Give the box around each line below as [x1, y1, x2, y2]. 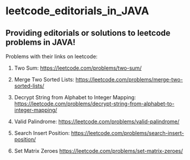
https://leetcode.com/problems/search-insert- [71, 130, 185, 136]
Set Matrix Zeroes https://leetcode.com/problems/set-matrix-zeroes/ [14, 148, 183, 154]
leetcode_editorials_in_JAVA [5, 4, 150, 18]
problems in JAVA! [5, 37, 75, 47]
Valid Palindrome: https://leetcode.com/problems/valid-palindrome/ [14, 118, 180, 125]
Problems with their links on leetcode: [5, 53, 98, 60]
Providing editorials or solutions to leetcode [5, 28, 170, 38]
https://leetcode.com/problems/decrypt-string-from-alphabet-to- [14, 100, 175, 107]
